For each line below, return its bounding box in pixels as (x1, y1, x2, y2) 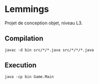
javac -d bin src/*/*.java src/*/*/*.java (4, 47, 94, 53)
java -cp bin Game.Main (4, 74, 54, 79)
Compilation (4, 34, 43, 43)
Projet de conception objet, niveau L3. (4, 20, 83, 26)
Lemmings (4, 3, 49, 15)
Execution (4, 61, 37, 70)
